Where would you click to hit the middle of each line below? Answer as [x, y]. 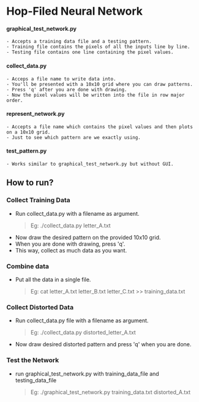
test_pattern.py [27, 151]
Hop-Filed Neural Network [74, 11]
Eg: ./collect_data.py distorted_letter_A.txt [83, 333]
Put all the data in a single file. [53, 279]
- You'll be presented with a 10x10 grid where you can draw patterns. [99, 84]
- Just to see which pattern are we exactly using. [73, 137]
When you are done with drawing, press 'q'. [70, 244]
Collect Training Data [38, 200]
